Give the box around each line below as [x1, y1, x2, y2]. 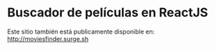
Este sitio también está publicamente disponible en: [7, 27, 155, 36]
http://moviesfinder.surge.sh [7, 34, 89, 42]
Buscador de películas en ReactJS [7, 5, 209, 21]
